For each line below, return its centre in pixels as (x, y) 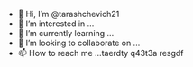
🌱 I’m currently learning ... (66, 33)
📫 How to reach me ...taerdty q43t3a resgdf (101, 53)
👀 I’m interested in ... (56, 24)
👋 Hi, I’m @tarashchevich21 (69, 14)
